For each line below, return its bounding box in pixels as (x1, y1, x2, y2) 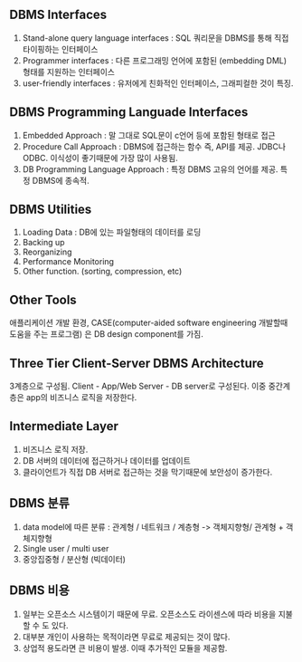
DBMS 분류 (9, 495, 70, 511)
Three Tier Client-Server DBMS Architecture (9, 355, 264, 370)
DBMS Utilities (9, 202, 92, 217)
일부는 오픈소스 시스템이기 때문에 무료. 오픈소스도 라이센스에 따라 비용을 (22, 609, 277, 619)
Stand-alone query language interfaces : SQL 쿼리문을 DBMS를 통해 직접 (22, 32, 289, 43)
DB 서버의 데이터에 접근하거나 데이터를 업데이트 (22, 455, 192, 465)
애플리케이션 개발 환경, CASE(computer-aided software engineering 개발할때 (9, 317, 288, 329)
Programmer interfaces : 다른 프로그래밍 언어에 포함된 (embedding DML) (22, 54, 288, 66)
